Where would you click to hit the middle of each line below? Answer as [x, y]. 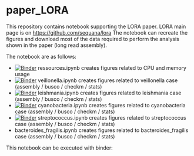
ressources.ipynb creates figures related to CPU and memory [112, 67]
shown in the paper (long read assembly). [57, 45]
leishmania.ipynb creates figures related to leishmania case [110, 93]
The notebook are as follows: [41, 56]
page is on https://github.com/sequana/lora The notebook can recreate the [97, 32]
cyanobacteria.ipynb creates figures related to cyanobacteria [112, 105]
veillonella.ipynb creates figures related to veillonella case [108, 80]
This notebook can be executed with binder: [59, 148]
